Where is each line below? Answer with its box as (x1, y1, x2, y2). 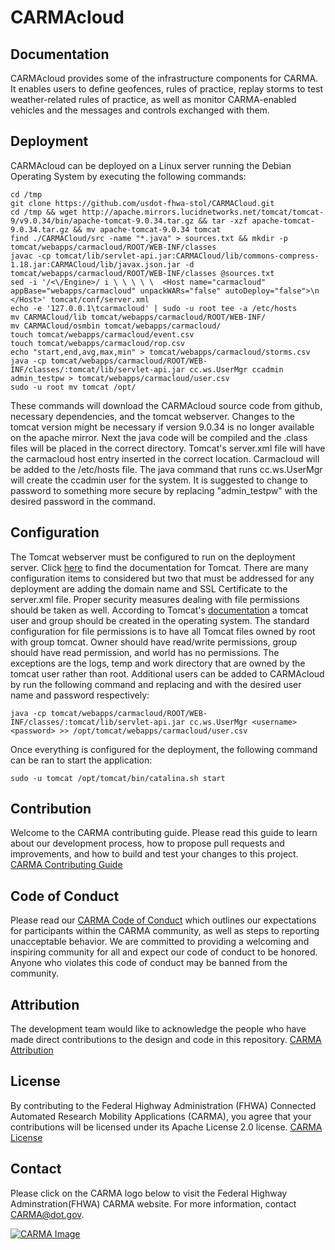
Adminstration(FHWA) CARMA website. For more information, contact (10, 1197, 297, 1210)
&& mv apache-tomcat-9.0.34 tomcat (73, 224, 222, 235)
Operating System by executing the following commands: (10, 170, 247, 182)
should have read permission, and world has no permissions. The (10, 646, 280, 658)
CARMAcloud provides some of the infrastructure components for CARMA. (10, 72, 319, 84)
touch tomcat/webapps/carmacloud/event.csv (10, 329, 195, 340)
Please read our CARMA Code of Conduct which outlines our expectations (10, 914, 317, 926)
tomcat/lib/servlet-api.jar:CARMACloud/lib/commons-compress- (54, 251, 320, 261)
